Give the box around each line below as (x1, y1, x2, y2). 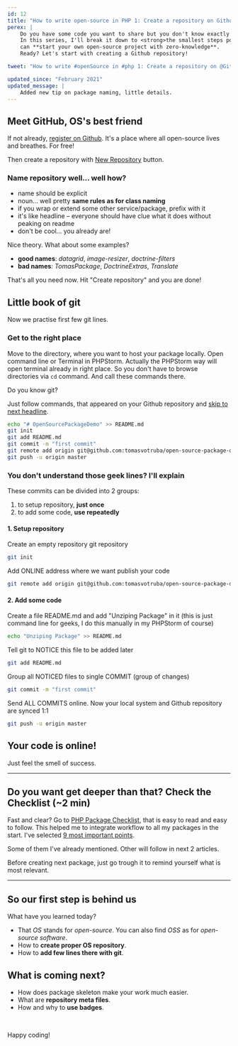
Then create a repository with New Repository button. (7, 156, 164, 164)
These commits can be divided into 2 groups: (7, 487, 140, 495)
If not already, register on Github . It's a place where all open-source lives (7, 134, 220, 143)
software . (39, 934, 68, 942)
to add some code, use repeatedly (17, 508, 120, 517)
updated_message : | (7, 82, 65, 90)
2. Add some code (7, 595, 62, 604)
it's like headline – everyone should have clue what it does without (17, 212, 211, 220)
